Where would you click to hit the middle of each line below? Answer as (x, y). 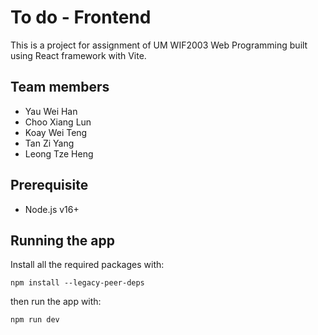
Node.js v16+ (52, 209)
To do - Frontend (81, 17)
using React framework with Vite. (78, 55)
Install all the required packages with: (87, 265)
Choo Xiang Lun (58, 122)
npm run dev (35, 320)
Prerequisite (49, 185)
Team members (60, 87)
